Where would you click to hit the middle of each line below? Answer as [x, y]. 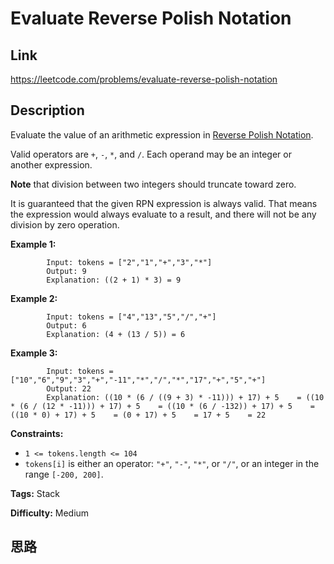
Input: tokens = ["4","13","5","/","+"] [131, 317]
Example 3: [34, 353]
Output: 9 [66, 271]
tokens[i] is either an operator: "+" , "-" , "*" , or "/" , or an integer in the [172, 463]
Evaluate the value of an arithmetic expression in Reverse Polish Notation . [162, 134]
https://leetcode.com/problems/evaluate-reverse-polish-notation [144, 79]
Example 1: [33, 244]
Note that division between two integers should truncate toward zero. [153, 184]
